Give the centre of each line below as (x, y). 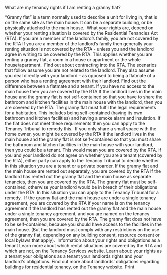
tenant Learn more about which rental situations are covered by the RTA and (83, 246)
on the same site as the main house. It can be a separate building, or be (79, 22)
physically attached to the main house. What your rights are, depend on (79, 28)
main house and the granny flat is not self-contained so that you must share (83, 139)
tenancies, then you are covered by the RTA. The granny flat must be (76, 182)
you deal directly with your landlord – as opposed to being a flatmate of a (80, 75)
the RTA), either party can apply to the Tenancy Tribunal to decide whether (82, 161)
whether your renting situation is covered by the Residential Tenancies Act (82, 33)
